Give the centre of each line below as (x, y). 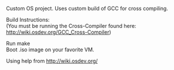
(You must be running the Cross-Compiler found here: (71, 26)
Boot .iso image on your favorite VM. (50, 50)
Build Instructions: (28, 20)
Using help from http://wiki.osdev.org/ (52, 61)
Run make (18, 43)
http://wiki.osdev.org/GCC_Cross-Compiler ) (59, 32)
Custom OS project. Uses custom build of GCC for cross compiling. (87, 8)
